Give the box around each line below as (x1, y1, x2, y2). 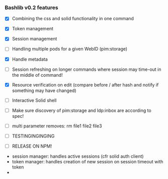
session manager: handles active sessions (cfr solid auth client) (12, 153, 144, 159)
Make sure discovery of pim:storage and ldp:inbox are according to (12, 107, 151, 113)
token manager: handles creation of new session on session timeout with (12, 159, 163, 165)
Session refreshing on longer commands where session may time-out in (12, 66, 161, 72)
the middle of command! (12, 72, 63, 78)
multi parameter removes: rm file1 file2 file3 (12, 123, 102, 129)
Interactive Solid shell (12, 97, 57, 103)
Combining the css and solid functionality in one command (12, 16, 134, 22)
